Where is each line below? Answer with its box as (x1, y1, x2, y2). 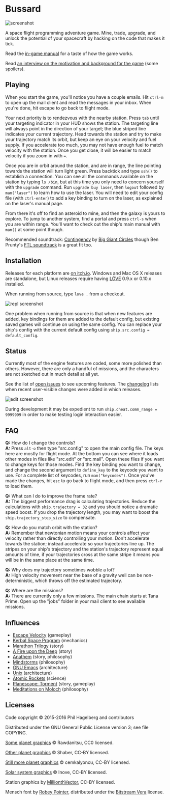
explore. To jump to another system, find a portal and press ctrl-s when (5, 215, 157, 222)
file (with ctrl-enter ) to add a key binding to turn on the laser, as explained (5, 195, 162, 201)
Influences (5, 618, 40, 627)
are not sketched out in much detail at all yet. (5, 371, 99, 377)
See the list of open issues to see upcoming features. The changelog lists (5, 381, 159, 387)
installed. (5, 281, 24, 287)
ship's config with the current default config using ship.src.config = (5, 326, 150, 333)
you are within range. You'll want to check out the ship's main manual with (5, 221, 160, 227)
